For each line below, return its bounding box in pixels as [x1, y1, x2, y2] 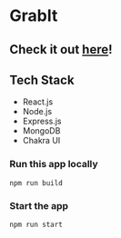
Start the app [9, 199, 69, 212]
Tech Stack [9, 72, 75, 87]
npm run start [9, 220, 64, 229]
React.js [22, 96, 54, 107]
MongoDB [22, 125, 61, 136]
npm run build [9, 178, 64, 187]
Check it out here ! [9, 42, 113, 57]
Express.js [22, 115, 62, 127]
